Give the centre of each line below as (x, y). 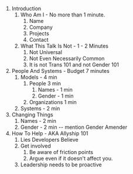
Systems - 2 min (40, 108)
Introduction (26, 9)
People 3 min (45, 83)
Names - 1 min (55, 90)
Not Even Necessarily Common (67, 58)
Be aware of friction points (61, 152)
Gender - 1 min (56, 96)
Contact (39, 40)
